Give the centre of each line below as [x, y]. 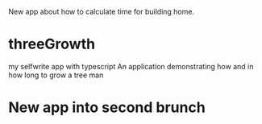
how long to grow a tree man [56, 75]
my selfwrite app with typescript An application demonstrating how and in [131, 66]
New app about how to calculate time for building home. [102, 12]
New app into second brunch [107, 107]
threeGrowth [52, 44]
